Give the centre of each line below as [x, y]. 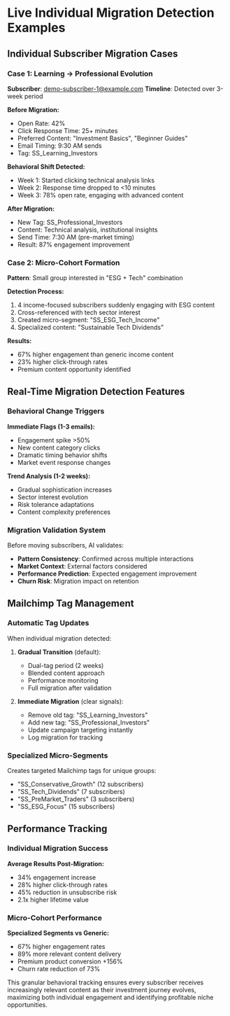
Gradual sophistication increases [65, 489]
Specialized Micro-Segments [58, 756]
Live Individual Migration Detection [111, 13]
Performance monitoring [63, 680]
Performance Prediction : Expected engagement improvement [107, 574]
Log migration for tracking [65, 737]
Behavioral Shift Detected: [46, 167]
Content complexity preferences [64, 512]
